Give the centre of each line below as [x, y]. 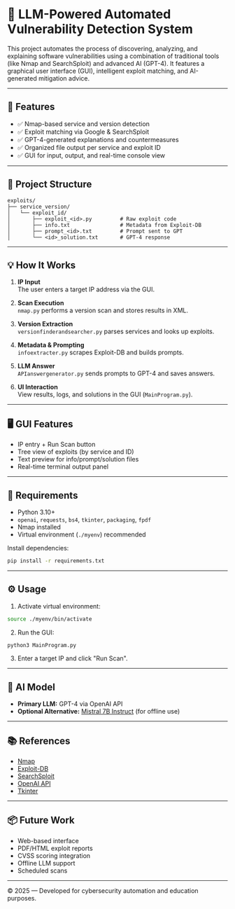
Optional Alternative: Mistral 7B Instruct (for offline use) [99, 712]
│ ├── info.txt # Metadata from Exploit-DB [104, 225]
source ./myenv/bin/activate [50, 619]
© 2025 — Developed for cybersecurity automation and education [103, 890]
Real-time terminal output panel [63, 467]
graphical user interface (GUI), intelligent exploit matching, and [98, 71]
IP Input [29, 282]
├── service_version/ [39, 207]
